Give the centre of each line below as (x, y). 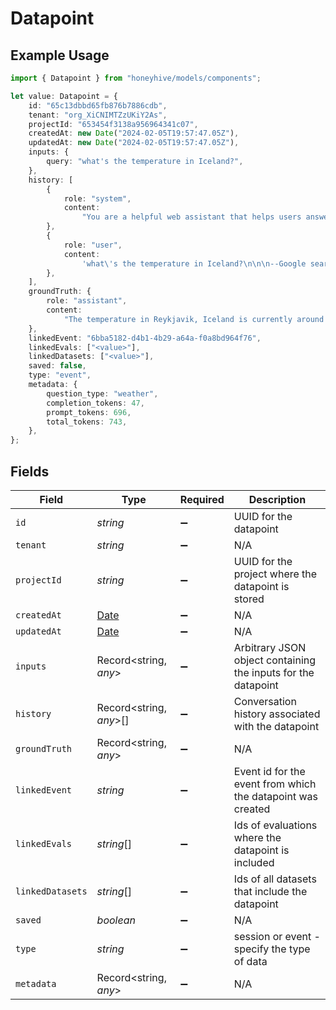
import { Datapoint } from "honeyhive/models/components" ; (136, 78)
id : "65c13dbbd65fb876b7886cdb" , (98, 105)
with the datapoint (276, 726)
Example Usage (60, 55)
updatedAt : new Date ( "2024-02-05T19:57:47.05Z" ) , (134, 143)
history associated (277, 714)
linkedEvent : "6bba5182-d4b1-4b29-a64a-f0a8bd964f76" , (145, 338)
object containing (275, 660)
